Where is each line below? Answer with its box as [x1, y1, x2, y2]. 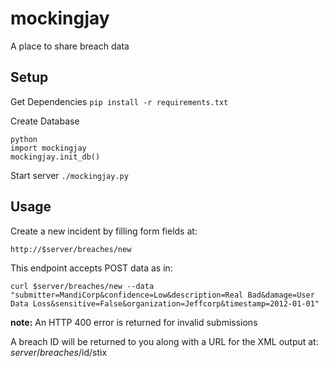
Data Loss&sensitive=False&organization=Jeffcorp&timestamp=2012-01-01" [10, 298, 320, 309]
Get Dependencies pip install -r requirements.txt [10, 95, 229, 107]
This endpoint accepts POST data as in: [10, 262, 173, 274]
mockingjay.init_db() [10, 152, 101, 162]
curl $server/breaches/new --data [10, 281, 155, 291]
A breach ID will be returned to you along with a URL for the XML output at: [10, 335, 319, 347]
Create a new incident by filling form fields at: [10, 225, 198, 237]
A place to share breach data [10, 40, 130, 52]
